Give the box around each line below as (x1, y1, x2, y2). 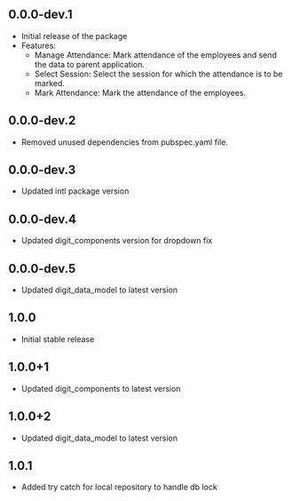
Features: (20, 40, 57, 51)
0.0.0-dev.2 (8, 113, 76, 128)
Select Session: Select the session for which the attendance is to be (34, 68, 283, 79)
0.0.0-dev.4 (8, 211, 77, 227)
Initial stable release (20, 333, 95, 345)
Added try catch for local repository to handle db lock (20, 481, 218, 492)
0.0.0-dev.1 (8, 7, 73, 22)
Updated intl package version (20, 186, 130, 196)
